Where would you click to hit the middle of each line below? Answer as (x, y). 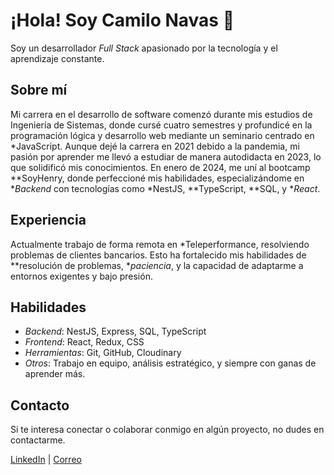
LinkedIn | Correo (46, 460)
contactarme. (38, 440)
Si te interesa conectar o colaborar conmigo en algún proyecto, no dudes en (167, 430)
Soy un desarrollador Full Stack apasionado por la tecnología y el (144, 48)
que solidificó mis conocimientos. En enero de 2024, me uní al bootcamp (160, 167)
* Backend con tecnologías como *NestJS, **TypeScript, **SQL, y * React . (165, 188)
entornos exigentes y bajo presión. (81, 276)
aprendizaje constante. (57, 58)
